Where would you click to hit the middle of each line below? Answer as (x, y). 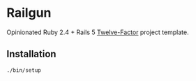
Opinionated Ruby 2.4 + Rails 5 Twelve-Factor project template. (98, 32)
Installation (31, 54)
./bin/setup (24, 70)
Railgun (29, 13)
